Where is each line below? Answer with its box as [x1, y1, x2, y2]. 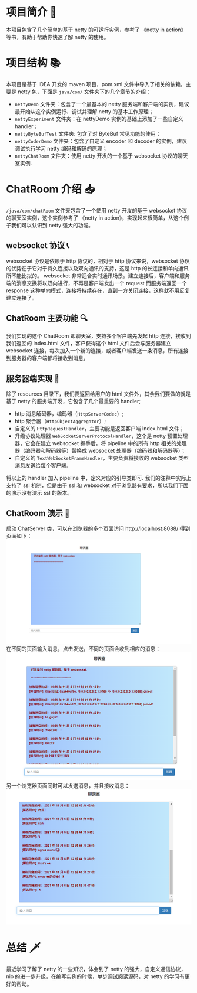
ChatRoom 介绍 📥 [6, 182, 95, 196]
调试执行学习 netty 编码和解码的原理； [14, 145, 108, 152]
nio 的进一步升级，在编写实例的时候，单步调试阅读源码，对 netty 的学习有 [6, 972, 185, 980]
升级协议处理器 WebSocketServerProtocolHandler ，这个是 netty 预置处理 [14, 432, 188, 440]
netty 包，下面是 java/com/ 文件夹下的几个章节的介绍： [17, 88, 151, 95]
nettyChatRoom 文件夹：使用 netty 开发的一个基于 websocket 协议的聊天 [14, 152, 188, 159]
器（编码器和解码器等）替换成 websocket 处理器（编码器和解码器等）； [14, 447, 186, 455]
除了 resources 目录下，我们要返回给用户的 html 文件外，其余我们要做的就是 [6, 390, 191, 397]
